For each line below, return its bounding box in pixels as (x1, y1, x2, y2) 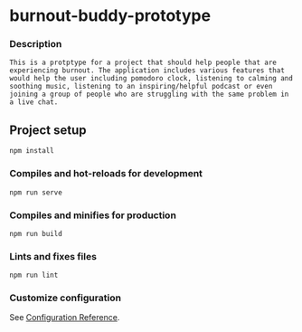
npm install (9, 147, 54, 156)
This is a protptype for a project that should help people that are (9, 58, 278, 68)
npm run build (9, 229, 63, 238)
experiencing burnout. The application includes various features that (9, 66, 285, 75)
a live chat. (9, 98, 59, 107)
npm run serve (9, 187, 63, 197)
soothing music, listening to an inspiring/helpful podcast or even (9, 82, 273, 91)
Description (9, 38, 62, 51)
